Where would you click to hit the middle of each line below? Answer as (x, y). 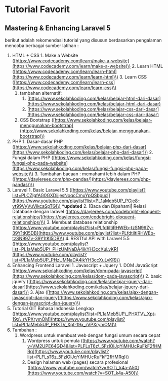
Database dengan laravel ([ (40, 212)
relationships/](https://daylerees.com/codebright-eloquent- (74, 217)
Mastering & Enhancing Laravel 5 (58, 28)
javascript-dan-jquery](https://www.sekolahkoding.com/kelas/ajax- (82, 298)
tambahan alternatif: (41, 93)
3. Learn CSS (133, 77)
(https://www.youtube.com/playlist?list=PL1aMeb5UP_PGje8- (76, 201)
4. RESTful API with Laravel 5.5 (97, 238)
